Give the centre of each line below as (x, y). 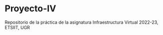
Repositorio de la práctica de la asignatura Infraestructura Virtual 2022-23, (81, 22)
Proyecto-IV (30, 9)
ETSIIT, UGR (17, 27)
